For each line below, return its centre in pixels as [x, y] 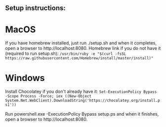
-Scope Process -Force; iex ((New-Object [48, 96]
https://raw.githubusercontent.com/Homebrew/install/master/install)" [79, 58]
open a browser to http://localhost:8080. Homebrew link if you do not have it [83, 48]
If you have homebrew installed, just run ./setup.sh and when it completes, [81, 43]
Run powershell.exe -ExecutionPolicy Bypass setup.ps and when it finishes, [82, 114]
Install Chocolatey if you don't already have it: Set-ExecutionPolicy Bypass [81, 91]
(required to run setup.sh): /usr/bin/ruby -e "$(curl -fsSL [66, 53]
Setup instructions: [35, 8]
